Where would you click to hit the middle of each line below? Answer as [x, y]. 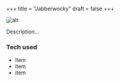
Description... [23, 32]
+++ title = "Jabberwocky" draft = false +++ [60, 9]
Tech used [22, 47]
